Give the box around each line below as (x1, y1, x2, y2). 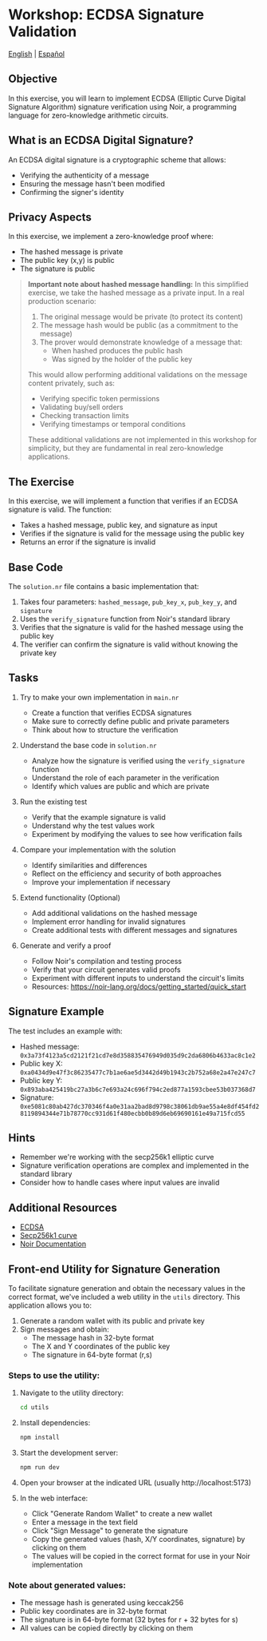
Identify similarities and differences (31, 860, 147, 870)
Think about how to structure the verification (31, 725, 179, 735)
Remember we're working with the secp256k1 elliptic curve (19, 1153, 214, 1162)
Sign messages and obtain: (19, 1324, 109, 1334)
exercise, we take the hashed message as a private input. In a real (27, 288, 245, 297)
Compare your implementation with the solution (19, 845, 177, 854)
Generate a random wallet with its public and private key (19, 1316, 205, 1326)
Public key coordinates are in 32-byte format (19, 1607, 167, 1616)
